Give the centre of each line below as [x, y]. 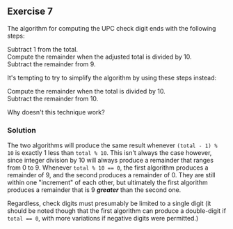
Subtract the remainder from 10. [53, 98]
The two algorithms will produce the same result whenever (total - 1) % [112, 145]
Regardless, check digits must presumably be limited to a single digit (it [109, 204]
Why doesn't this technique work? [56, 112]
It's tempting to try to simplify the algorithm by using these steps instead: [112, 77]
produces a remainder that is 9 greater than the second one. [94, 190]
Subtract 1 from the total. [43, 49]
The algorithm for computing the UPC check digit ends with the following [112, 28]
